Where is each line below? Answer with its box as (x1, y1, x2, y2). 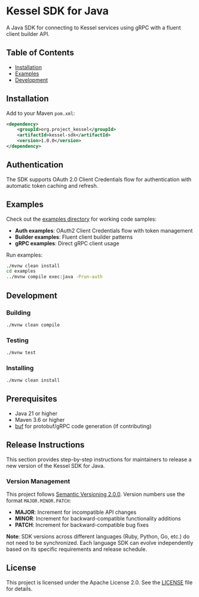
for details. (6, 585, 33, 592)
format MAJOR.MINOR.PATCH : (6, 497, 72, 504)
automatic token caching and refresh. (6, 182, 99, 189)
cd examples (6, 268, 36, 275)
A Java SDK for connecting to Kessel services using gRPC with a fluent (6, 24, 181, 31)
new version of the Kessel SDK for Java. (6, 462, 105, 469)
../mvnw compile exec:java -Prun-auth (6, 274, 103, 280)
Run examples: (6, 251, 43, 258)
